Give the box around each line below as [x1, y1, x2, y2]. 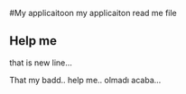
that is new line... [9, 57, 72, 68]
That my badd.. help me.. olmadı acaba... [9, 74, 162, 85]
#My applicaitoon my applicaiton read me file [9, 8, 178, 18]
